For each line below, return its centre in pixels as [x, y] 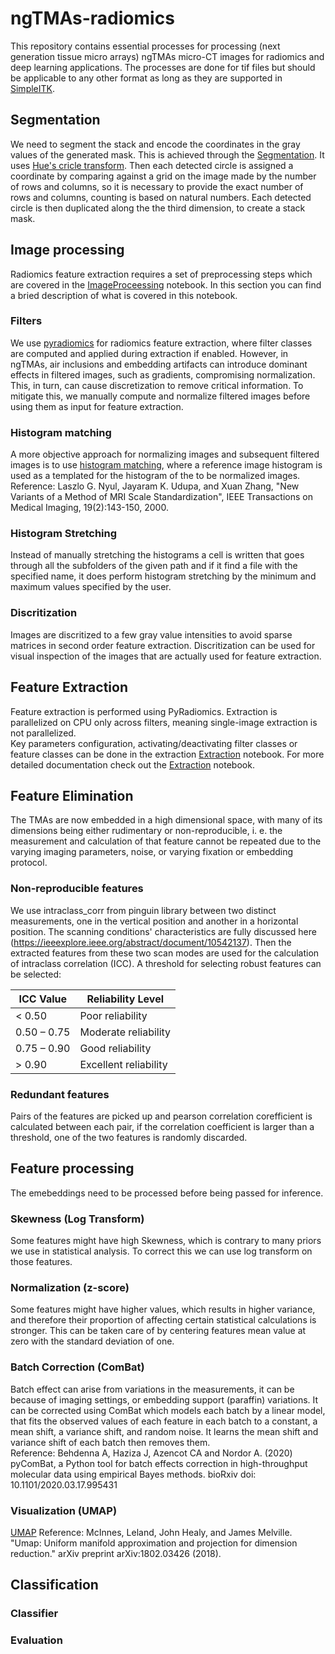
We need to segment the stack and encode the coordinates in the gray [155, 144]
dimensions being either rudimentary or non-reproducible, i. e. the [146, 831]
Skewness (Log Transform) [77, 1219]
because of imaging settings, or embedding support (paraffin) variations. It [164, 1399]
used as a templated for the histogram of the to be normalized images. [155, 476]
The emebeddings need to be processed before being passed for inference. [167, 1193]
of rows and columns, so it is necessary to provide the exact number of [157, 186]
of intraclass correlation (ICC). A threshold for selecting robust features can [166, 963]
